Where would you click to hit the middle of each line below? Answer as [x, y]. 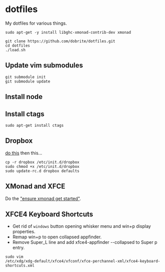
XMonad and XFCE [35, 186]
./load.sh [16, 50]
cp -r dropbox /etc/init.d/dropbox [42, 162]
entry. [19, 248]
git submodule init [26, 77]
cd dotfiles [18, 46]
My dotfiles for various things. [36, 23]
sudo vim [14, 257]
